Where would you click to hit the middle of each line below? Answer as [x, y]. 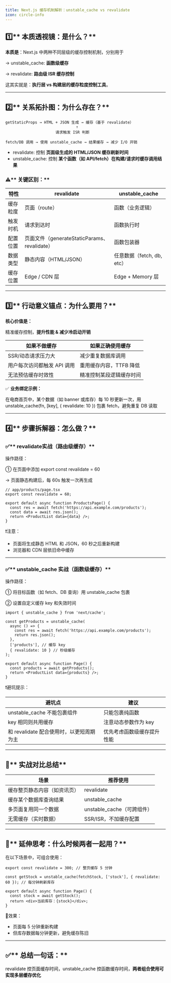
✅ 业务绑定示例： [23, 389]
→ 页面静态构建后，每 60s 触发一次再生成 [49, 480]
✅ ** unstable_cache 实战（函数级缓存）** [58, 569]
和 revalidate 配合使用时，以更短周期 [52, 732]
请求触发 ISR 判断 [73, 133]
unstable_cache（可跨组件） [118, 809]
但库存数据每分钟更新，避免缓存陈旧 [51, 933]
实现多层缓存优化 [23, 975]
